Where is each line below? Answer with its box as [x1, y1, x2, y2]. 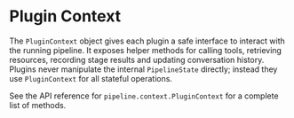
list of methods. [9, 99, 67, 110]
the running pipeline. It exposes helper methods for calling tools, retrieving [9, 44, 282, 55]
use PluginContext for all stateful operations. [9, 73, 173, 83]
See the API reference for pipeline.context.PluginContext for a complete [9, 90, 279, 101]
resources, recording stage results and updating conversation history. [9, 54, 265, 65]
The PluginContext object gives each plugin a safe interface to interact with [9, 35, 286, 46]
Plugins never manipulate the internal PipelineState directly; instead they [9, 64, 278, 75]
